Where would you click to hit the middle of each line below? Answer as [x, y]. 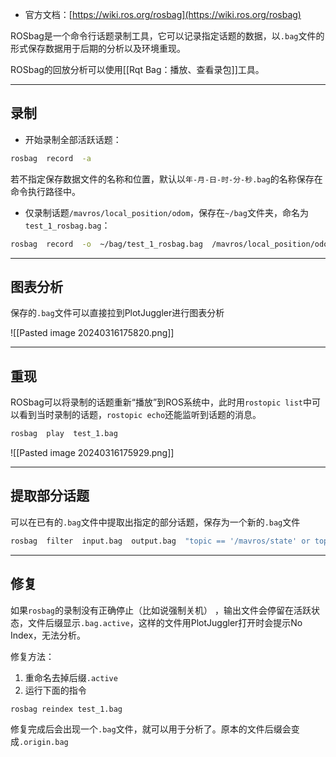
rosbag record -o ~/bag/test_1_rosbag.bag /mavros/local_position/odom [171, 244]
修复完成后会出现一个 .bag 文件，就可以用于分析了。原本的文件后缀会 [151, 729]
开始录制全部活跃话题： [73, 139]
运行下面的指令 [55, 690]
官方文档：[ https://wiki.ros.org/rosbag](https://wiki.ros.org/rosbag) [163, 14]
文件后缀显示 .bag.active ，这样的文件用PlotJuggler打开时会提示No [165, 622]
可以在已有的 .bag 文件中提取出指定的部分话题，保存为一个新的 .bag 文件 [155, 522]
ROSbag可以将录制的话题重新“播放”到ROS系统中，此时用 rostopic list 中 [161, 402]
